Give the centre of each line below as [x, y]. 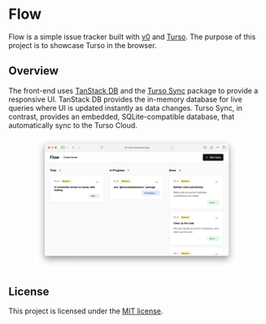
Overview [34, 71]
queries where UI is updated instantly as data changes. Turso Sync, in [125, 107]
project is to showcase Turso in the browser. [83, 45]
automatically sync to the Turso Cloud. [73, 125]
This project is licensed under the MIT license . [86, 311]
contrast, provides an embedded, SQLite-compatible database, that [122, 116]
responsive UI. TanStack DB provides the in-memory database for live [125, 99]
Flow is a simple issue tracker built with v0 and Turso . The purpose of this [132, 37]
